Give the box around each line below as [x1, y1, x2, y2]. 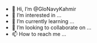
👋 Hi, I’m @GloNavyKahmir [11, 6, 76, 12]
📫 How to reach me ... [11, 31, 66, 37]
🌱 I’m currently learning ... [11, 18, 75, 24]
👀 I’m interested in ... [11, 12, 62, 19]
